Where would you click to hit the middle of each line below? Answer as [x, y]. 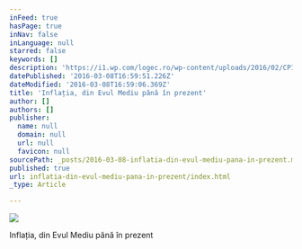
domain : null [42, 135]
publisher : [30, 118]
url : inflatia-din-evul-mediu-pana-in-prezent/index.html [120, 176]
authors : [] [31, 110]
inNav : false [34, 34]
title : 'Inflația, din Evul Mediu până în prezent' [108, 93]
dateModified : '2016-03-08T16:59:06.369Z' [90, 84]
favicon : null [44, 151]
